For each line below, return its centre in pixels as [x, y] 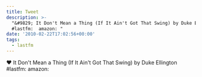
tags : [13, 40]
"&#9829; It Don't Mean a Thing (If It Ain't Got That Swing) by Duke [102, 23]
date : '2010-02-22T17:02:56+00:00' [51, 34]
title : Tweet [23, 12]
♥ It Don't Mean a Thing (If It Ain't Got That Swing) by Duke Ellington [92, 62]
